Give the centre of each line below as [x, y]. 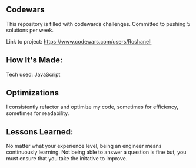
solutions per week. [30, 30]
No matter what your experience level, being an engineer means [84, 146]
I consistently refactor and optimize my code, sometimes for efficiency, [92, 107]
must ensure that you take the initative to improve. [67, 159]
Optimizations [32, 93]
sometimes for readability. [38, 113]
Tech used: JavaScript [33, 74]
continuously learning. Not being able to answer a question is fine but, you [96, 152]
